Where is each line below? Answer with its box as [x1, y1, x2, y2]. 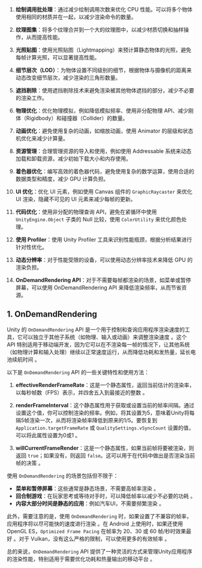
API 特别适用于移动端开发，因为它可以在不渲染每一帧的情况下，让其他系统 [7, 341, 191, 348]
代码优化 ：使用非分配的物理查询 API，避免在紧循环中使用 [15, 208, 158, 215]
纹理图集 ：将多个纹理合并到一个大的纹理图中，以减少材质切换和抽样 [15, 26, 184, 33]
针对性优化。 [15, 244, 47, 251]
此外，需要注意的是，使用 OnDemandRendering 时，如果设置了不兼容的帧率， [7, 512, 192, 519]
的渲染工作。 [15, 94, 47, 101]
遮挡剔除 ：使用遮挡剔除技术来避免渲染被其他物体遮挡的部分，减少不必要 [15, 87, 194, 94]
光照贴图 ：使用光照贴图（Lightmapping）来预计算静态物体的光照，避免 [15, 46, 192, 53]
